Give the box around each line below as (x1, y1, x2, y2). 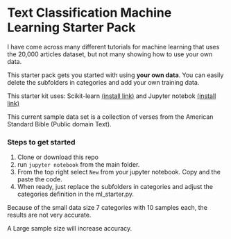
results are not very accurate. (7, 211, 92, 220)
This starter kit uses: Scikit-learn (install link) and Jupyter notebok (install (7, 92, 216, 100)
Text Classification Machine (7, 5, 172, 21)
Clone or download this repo (17, 153, 99, 161)
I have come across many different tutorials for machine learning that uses (7, 42, 220, 51)
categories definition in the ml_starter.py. (17, 190, 134, 199)
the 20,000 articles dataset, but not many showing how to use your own (7, 50, 213, 58)
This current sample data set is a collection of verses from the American (7, 113, 214, 121)
